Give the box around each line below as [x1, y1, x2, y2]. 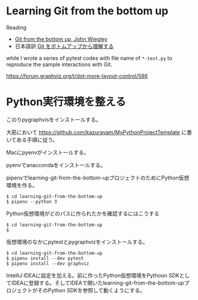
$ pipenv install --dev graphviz [6, 261, 89, 267]
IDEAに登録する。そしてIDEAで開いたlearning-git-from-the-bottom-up [11, 279, 184, 286]
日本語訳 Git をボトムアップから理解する [14, 42, 115, 50]
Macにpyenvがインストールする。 [6, 149, 89, 156]
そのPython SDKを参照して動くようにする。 [37, 286, 146, 293]
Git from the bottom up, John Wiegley [14, 35, 108, 42]
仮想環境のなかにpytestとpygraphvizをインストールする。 [6, 238, 148, 245]
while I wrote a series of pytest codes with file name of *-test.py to [6, 54, 173, 61]
